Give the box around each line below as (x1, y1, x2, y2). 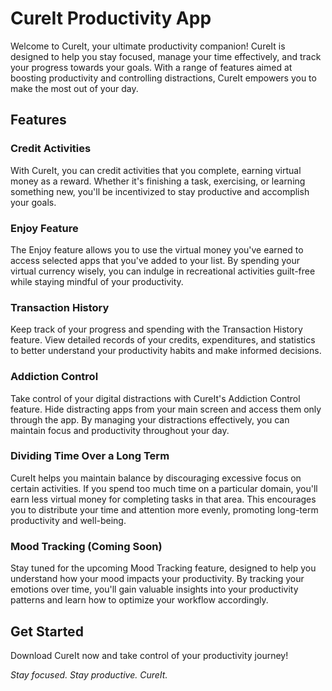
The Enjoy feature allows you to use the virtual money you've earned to (10, 243, 304, 256)
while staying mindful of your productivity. (10, 275, 184, 287)
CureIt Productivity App (10, 7, 212, 30)
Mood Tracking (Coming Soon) (10, 539, 163, 553)
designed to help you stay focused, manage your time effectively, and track (10, 50, 322, 62)
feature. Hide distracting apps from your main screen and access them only (10, 403, 322, 415)
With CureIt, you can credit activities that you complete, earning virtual (10, 164, 302, 176)
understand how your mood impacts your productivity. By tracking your (10, 573, 305, 585)
